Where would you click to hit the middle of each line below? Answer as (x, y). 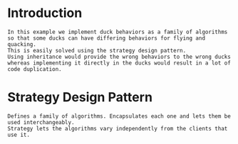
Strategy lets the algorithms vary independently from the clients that (118, 128)
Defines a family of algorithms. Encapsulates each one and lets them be (119, 116)
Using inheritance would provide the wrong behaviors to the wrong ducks (119, 57)
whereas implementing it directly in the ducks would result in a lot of (119, 63)
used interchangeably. (41, 122)
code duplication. (35, 69)
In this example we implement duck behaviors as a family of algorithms (118, 32)
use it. (19, 135)
